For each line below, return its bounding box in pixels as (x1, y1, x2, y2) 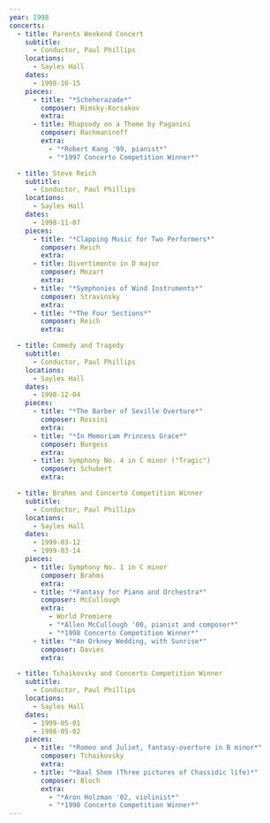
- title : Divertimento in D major (32, 259, 161, 268)
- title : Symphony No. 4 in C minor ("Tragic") (32, 457, 212, 465)
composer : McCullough (41, 596, 121, 604)
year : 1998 (9, 12, 49, 22)
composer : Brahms (41, 571, 104, 580)
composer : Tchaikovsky (41, 751, 124, 761)
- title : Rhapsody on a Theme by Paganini (32, 120, 191, 129)
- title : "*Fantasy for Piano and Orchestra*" (32, 588, 207, 596)
